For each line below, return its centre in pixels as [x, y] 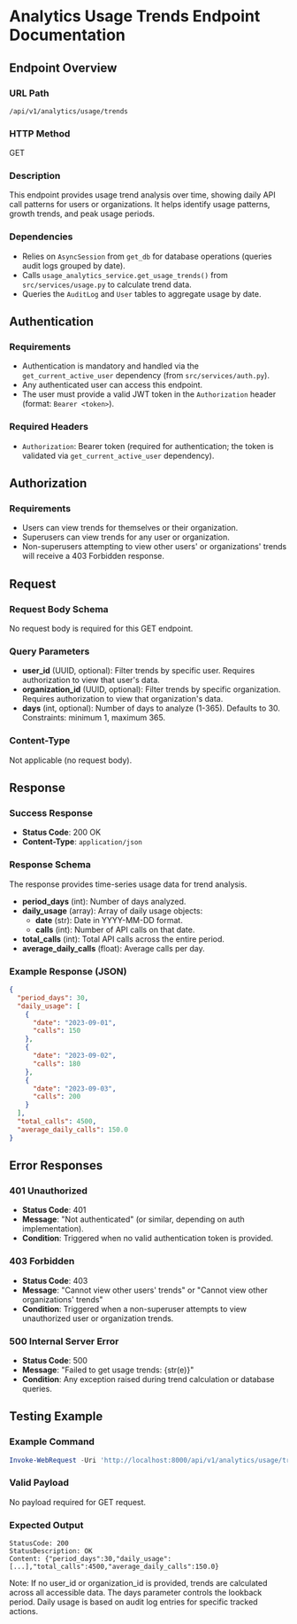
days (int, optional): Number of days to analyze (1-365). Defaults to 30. [151, 708]
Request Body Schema [59, 609]
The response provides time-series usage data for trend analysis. [128, 884]
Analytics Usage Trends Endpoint [135, 16]
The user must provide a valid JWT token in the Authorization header [149, 394]
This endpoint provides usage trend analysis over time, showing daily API [142, 195]
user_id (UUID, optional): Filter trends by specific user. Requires [138, 671]
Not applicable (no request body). [71, 760]
